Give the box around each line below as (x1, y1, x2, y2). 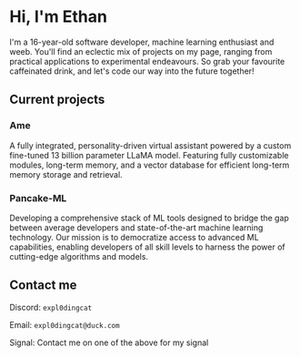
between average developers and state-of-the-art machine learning (9, 221, 264, 233)
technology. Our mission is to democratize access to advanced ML (9, 231, 259, 242)
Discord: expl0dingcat (9, 301, 93, 312)
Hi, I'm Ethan (9, 6, 107, 27)
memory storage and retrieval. (9, 168, 123, 179)
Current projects (9, 92, 105, 107)
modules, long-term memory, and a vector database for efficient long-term (9, 159, 290, 170)
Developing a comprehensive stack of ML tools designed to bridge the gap (9, 212, 289, 223)
